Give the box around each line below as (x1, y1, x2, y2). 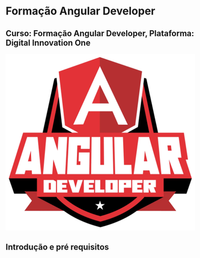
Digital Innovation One (5, 37, 91, 48)
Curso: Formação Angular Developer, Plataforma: (5, 28, 195, 39)
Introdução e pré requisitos (5, 242, 109, 253)
